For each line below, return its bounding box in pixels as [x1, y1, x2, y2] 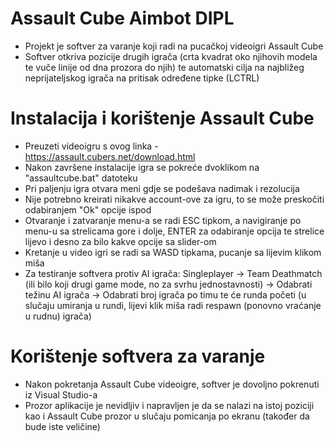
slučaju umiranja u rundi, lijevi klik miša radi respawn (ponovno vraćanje [24, 299, 322, 311]
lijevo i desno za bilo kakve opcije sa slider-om [24, 235, 217, 247]
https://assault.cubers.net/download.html [24, 150, 196, 162]
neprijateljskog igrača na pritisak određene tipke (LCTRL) [24, 72, 260, 84]
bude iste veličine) [24, 420, 101, 432]
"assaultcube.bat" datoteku [24, 172, 138, 184]
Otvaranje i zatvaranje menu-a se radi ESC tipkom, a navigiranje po [24, 214, 302, 226]
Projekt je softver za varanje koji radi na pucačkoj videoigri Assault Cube [24, 40, 324, 52]
